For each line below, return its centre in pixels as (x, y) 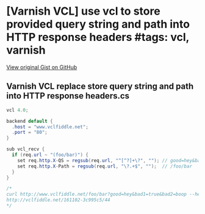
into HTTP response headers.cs (68, 96)
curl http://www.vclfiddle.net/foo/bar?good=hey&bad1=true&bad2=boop (97, 194)
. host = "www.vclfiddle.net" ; (50, 127)
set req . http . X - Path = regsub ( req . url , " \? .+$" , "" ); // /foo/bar (105, 166)
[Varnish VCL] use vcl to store (83, 11)
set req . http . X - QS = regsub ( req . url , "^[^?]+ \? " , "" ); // (92, 160)
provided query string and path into (98, 24)
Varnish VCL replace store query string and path (100, 87)
